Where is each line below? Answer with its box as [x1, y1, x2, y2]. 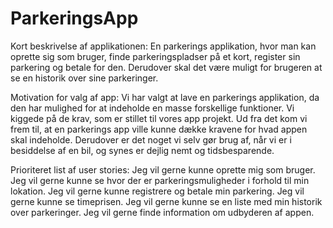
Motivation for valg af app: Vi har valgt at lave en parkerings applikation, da [10, 91, 320, 103]
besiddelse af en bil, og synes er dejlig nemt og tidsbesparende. [10, 144, 275, 156]
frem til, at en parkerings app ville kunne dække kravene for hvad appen [10, 123, 308, 135]
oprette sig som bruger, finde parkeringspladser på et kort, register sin [10, 50, 301, 62]
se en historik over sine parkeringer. [10, 72, 159, 84]
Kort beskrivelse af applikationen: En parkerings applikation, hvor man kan [10, 40, 317, 52]
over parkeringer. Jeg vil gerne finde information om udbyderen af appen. [10, 206, 315, 218]
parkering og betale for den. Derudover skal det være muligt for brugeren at [10, 61, 323, 73]
